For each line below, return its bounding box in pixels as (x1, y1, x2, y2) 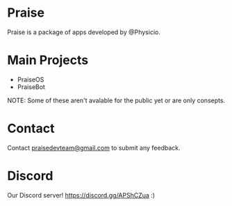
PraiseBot (17, 82, 45, 91)
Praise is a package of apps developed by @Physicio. (7, 28, 161, 36)
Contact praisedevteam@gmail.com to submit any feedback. (7, 143, 181, 152)
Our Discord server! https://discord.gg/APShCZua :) (7, 191, 155, 199)
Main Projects (7, 52, 89, 68)
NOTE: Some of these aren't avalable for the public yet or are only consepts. (7, 96, 226, 104)
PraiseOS (17, 75, 44, 84)
